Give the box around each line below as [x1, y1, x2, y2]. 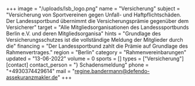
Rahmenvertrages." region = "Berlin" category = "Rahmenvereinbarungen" [6, 49, 187, 55]
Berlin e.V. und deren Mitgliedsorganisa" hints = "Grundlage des [6, 30, 162, 37]
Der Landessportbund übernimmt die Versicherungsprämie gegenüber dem [6, 18, 189, 24]
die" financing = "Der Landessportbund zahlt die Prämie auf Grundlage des [6, 42, 188, 49]
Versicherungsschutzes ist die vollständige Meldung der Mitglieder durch [6, 37, 183, 43]
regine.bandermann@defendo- [74, 68, 150, 74]
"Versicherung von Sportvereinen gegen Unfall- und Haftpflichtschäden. [6, 11, 181, 18]
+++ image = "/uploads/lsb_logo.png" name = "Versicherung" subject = [6, 5, 180, 12]
